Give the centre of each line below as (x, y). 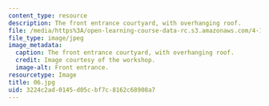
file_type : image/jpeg (46, 38)
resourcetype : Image (43, 75)
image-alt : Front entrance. (62, 68)
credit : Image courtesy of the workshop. (86, 61)
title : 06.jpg (32, 82)
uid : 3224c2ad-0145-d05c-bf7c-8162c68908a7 (82, 90)
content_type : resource (48, 16)
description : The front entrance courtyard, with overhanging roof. (125, 23)
